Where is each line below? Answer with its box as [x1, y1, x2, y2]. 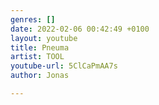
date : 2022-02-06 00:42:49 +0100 [10, 24, 150, 34]
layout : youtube [10, 33, 78, 43]
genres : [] [10, 14, 56, 25]
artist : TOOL [10, 52, 65, 62]
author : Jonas [10, 71, 70, 81]
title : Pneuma [10, 42, 70, 53]
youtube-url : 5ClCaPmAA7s [10, 61, 118, 71]
